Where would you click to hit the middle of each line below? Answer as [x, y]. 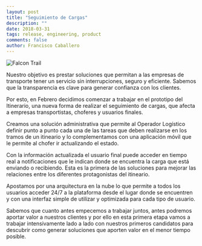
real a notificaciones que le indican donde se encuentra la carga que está [98, 161]
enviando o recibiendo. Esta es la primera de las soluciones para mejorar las [101, 168]
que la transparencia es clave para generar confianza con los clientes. [94, 87]
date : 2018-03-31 [28, 29]
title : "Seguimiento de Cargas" [47, 18]
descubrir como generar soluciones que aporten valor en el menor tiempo [98, 230]
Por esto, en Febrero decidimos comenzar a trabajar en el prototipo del [95, 99]
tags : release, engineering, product [54, 35]
